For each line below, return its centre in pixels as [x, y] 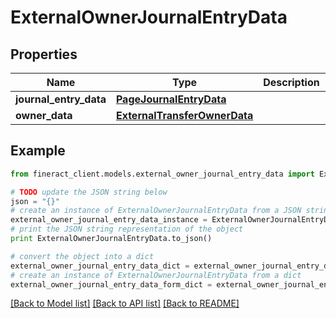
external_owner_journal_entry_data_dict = [100, 266]
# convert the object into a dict [82, 256]
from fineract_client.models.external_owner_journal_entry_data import [162, 174]
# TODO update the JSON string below [89, 192]
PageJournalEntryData [171, 99]
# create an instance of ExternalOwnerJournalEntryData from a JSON [156, 211]
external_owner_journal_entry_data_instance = [109, 220]
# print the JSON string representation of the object [127, 229]
